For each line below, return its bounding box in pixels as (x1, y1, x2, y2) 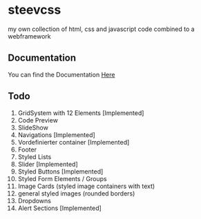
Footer (17, 145, 37, 154)
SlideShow (17, 123, 49, 132)
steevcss (8, 2, 61, 18)
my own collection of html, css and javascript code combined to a (8, 25, 195, 33)
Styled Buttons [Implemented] (17, 167, 104, 176)
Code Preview (17, 116, 58, 124)
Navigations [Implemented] (17, 130, 95, 139)
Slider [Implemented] (17, 160, 78, 168)
